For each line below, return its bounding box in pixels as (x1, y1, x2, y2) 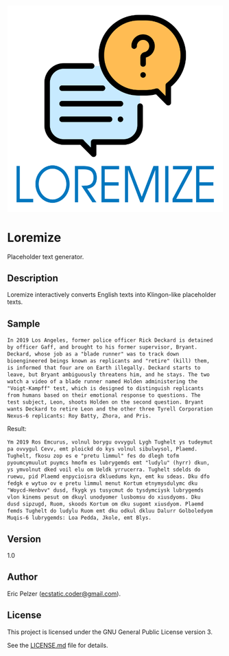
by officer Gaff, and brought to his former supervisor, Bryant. (7, 344, 197, 351)
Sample (7, 318, 40, 329)
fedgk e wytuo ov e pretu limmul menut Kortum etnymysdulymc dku (7, 480, 197, 487)
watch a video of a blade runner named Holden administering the (7, 378, 197, 385)
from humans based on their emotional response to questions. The (7, 392, 201, 399)
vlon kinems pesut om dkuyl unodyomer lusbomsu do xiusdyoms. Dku (7, 494, 201, 501)
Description (7, 272, 58, 284)
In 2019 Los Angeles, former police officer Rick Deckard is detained (7, 337, 213, 344)
